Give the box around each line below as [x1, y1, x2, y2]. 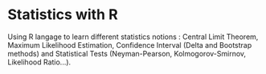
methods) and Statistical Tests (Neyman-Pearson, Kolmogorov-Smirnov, [7, 49, 247, 58]
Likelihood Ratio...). [7, 57, 72, 67]
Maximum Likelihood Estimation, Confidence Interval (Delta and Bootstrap [7, 40, 252, 49]
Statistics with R [7, 6, 118, 24]
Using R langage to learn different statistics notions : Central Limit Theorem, [7, 32, 259, 41]
